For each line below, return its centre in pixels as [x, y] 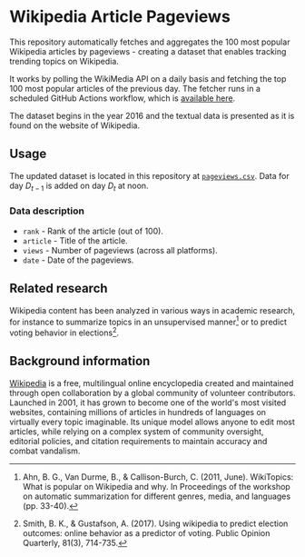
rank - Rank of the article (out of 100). [93, 231]
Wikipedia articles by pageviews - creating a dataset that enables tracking [148, 51]
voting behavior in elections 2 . [64, 332]
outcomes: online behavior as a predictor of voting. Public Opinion [146, 532]
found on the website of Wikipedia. [75, 125]
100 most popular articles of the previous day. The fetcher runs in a [135, 88]
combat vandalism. [45, 451]
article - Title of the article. [75, 240]
